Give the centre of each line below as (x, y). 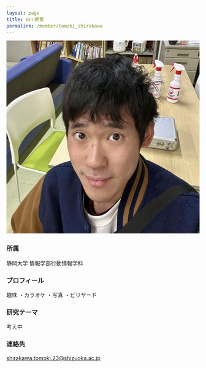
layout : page (23, 13)
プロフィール (25, 280)
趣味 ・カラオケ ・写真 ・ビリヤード (51, 295)
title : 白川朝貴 (25, 19)
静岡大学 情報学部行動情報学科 (45, 263)
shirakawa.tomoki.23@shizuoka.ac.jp (54, 358)
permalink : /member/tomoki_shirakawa (55, 26)
